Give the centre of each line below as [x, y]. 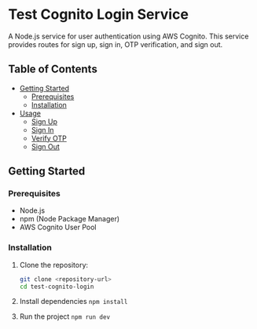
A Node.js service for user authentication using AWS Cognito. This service [128, 36]
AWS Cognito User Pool [58, 227]
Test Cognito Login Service [98, 15]
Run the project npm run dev [65, 316]
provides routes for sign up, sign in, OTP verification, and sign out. [116, 44]
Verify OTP [49, 138]
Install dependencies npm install [73, 302]
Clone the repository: [54, 265]
